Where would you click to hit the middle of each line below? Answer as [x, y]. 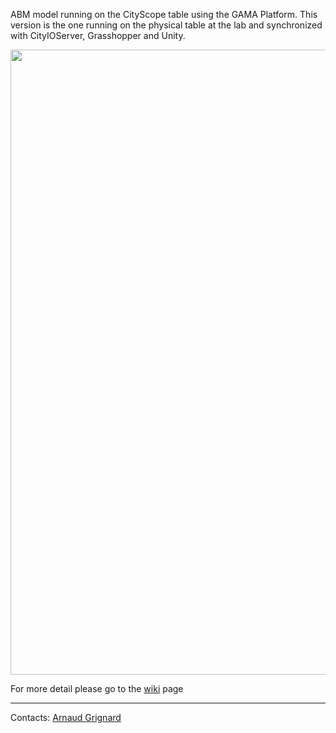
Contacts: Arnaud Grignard [66, 717]
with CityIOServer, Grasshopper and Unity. [98, 35]
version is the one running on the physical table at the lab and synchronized [166, 25]
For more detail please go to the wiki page [97, 688]
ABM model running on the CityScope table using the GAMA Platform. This [164, 14]
